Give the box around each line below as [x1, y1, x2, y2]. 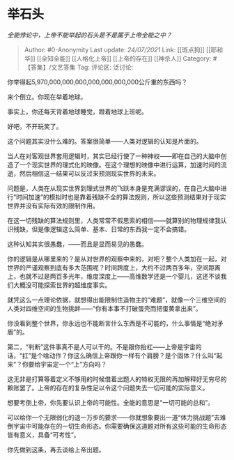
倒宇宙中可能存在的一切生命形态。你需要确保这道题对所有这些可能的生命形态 [7, 422, 227, 430]
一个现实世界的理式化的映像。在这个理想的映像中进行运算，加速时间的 [19, 160, 221, 169]
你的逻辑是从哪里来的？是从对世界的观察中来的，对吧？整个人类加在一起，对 [7, 254, 227, 263]
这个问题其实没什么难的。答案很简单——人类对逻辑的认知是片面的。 [7, 137, 203, 145]
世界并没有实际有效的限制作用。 [7, 201, 99, 210]
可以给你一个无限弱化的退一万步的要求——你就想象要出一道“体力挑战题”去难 [7, 413, 226, 422]
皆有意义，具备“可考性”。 [7, 430, 80, 439]
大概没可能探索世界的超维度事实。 [13, 280, 111, 289]
